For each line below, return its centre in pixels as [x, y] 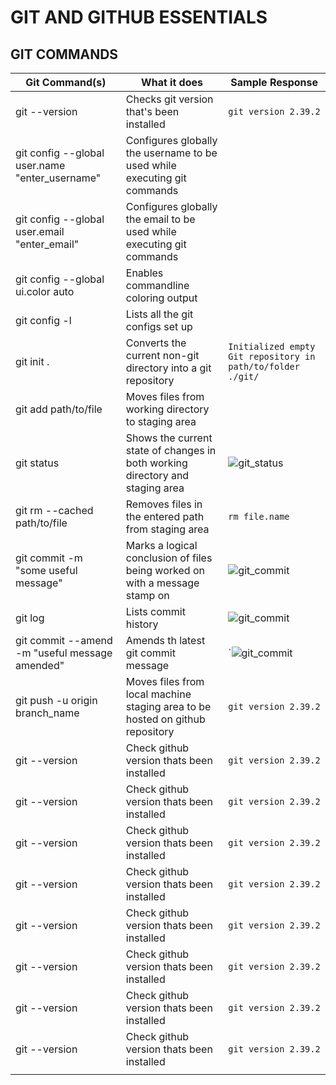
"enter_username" [58, 178]
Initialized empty [272, 346]
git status [37, 463]
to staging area [161, 421]
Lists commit [155, 611]
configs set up [159, 326]
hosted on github [165, 719]
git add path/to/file [59, 409]
